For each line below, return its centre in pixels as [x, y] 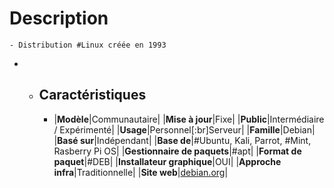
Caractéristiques [92, 95]
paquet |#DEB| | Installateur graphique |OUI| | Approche [167, 161]
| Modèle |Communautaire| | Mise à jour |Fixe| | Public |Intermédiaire [189, 119]
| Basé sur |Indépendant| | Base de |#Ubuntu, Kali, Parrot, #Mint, [182, 140]
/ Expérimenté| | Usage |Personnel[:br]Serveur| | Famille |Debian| [184, 129]
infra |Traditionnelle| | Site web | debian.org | [141, 172]
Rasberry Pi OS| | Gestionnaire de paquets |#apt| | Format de [177, 151]
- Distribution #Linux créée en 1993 [88, 45]
